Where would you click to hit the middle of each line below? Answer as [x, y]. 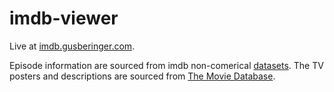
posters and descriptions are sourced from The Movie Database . [142, 76]
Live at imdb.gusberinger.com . [72, 46]
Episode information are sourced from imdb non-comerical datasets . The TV [166, 65]
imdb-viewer [64, 18]
